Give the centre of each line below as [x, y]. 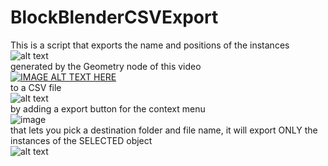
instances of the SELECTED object [81, 140]
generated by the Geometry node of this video [106, 66]
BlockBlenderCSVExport [114, 17]
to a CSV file [36, 87]
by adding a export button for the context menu [108, 108]
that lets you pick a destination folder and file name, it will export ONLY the [164, 130]
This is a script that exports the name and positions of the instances [150, 45]
